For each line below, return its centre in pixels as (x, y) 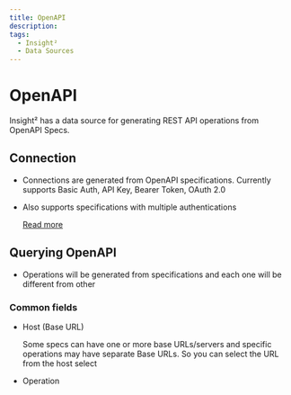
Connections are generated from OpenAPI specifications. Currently (146, 180)
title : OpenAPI (38, 18)
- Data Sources (46, 51)
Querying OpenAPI (63, 253)
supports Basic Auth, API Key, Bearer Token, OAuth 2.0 (124, 189)
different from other (59, 283)
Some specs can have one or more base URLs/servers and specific (147, 344)
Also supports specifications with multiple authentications (129, 207)
